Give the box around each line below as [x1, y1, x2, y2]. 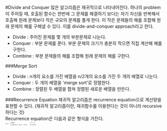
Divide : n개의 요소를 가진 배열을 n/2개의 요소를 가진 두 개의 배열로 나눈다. [12, 74, 159, 79]
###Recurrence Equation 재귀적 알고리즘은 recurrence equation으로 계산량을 [5, 97, 161, 102]
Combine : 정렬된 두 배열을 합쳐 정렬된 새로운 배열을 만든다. [12, 86, 131, 92]
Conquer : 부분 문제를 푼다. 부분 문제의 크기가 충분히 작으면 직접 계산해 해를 [12, 40, 162, 46]
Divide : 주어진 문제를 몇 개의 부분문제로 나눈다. [12, 34, 106, 40]
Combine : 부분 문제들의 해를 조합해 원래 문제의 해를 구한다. [12, 53, 131, 59]
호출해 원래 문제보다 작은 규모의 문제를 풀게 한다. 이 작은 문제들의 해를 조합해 [5, 17, 156, 23]
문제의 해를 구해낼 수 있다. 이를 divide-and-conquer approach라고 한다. [10, 23, 154, 29]
